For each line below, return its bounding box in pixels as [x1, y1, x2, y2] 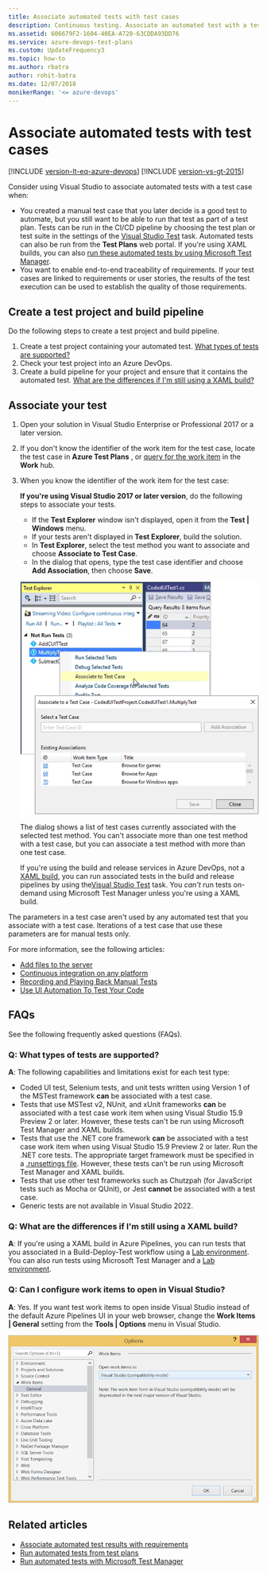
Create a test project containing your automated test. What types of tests [19, 342, 259, 352]
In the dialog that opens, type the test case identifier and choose [31, 558, 244, 567]
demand [19, 888, 48, 898]
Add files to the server [19, 959, 93, 970]
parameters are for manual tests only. [8, 929, 131, 939]
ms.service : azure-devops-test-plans [8, 38, 133, 46]
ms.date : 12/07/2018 [8, 80, 77, 87]
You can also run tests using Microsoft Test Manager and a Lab [8, 1256, 215, 1265]
